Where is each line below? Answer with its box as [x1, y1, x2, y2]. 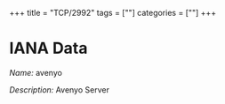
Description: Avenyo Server [9, 84, 109, 95]
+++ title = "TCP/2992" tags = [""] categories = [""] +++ [9, 8, 217, 18]
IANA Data [9, 39, 88, 58]
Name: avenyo [9, 67, 62, 78]
